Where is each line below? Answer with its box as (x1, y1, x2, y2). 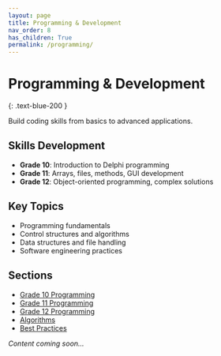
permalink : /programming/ (8, 41, 93, 49)
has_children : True (8, 33, 73, 42)
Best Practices (19, 323, 67, 332)
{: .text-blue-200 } (8, 101, 68, 111)
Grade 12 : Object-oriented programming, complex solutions (19, 177, 214, 186)
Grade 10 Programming (19, 290, 96, 299)
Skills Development (8, 139, 106, 152)
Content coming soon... (8, 339, 84, 348)
